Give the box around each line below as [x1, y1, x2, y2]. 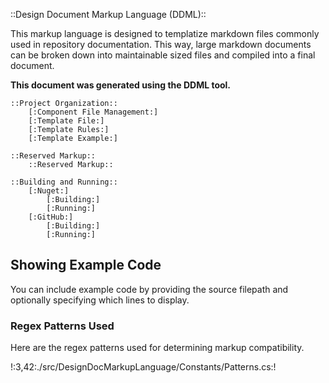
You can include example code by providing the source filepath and [10, 283, 289, 295]
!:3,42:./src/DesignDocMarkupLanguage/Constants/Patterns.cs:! [10, 361, 277, 373]
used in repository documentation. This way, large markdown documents [10, 39, 312, 50]
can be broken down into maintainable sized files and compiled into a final [10, 49, 316, 61]
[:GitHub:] [28, 212, 74, 222]
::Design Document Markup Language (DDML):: [10, 9, 207, 20]
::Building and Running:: [10, 177, 118, 187]
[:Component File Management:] [28, 107, 159, 117]
